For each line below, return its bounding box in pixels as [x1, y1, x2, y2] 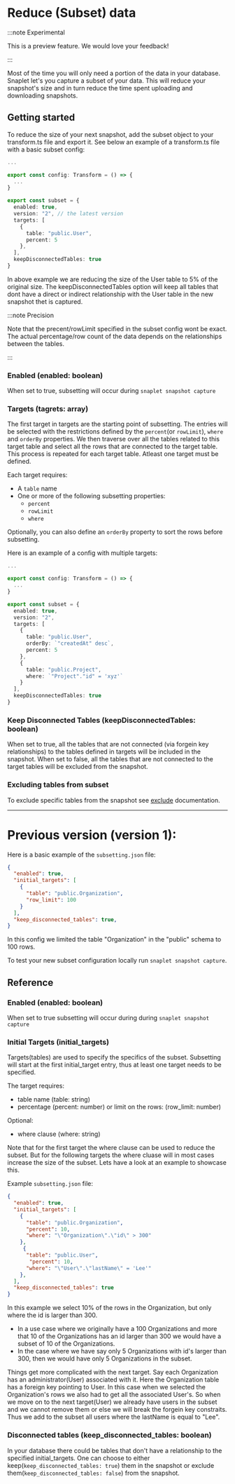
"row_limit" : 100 [25, 896, 77, 903]
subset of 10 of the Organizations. [17, 1339, 115, 1348]
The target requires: [7, 1082, 65, 1090]
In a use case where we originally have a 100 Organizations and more [17, 1325, 218, 1333]
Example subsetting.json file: [7, 1179, 93, 1188]
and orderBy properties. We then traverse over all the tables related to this [7, 435, 220, 443]
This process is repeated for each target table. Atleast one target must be [7, 450, 219, 458]
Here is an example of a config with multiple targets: [7, 549, 158, 557]
